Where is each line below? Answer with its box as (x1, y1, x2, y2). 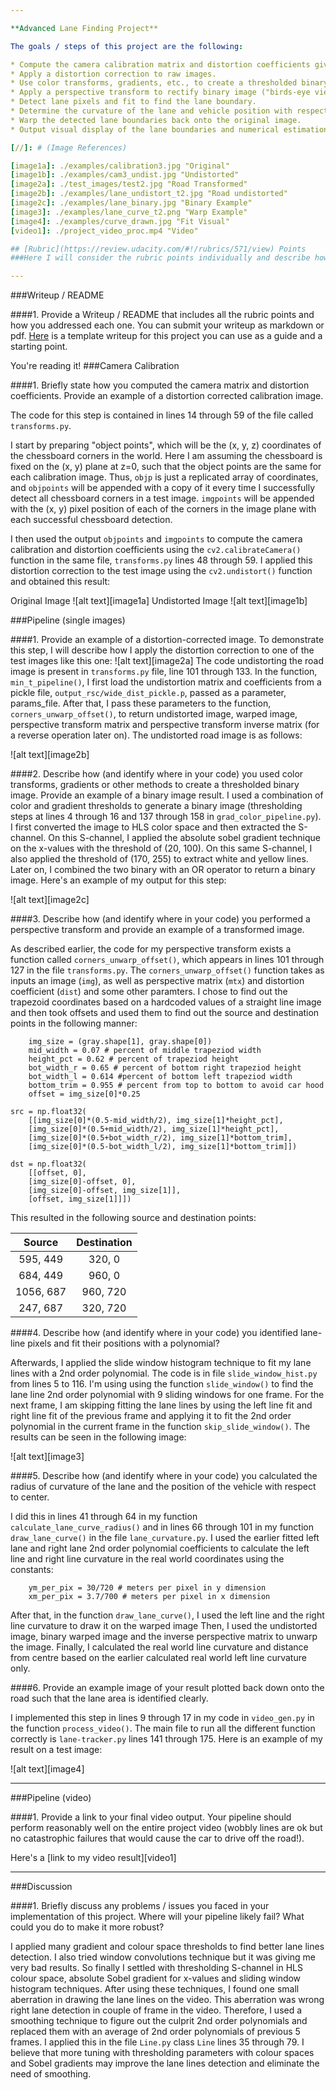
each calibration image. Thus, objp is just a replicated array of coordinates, (10, 471, 319, 483)
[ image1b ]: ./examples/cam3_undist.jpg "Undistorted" (10, 170, 240, 180)
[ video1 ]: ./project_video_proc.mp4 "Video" (10, 226, 199, 236)
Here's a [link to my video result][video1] (10, 1852, 177, 1864)
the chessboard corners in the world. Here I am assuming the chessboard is (10, 450, 323, 462)
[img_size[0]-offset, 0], (28, 1177, 137, 1187)
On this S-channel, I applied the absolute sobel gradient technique (48, 832, 321, 844)
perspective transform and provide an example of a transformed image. (10, 924, 305, 936)
